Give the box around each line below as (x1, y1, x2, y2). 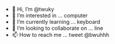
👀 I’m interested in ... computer (11, 12, 88, 19)
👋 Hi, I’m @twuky (11, 6, 55, 12)
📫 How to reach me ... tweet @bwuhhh (11, 32, 110, 38)
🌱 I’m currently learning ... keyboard (11, 18, 101, 25)
